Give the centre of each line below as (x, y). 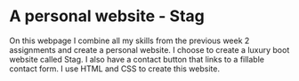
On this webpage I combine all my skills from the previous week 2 (129, 40)
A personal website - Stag (107, 16)
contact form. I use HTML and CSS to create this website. (115, 69)
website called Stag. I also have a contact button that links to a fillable (137, 59)
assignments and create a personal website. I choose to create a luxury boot (149, 49)
